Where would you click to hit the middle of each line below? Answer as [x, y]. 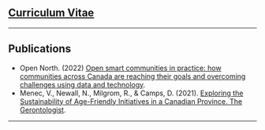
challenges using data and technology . [82, 84]
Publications [40, 49]
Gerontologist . [43, 110]
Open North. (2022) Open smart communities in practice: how [121, 68]
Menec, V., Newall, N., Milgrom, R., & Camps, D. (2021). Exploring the [131, 93]
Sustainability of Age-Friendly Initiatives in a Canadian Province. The [131, 101]
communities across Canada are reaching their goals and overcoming [132, 76]
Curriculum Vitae [51, 13]
